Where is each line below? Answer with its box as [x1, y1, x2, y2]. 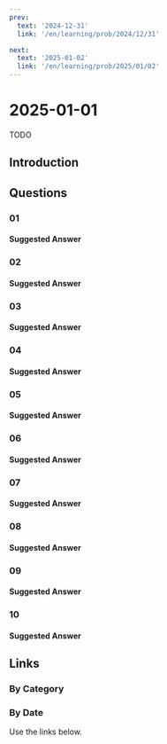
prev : [9, 12, 29, 22]
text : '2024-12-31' [17, 21, 89, 30]
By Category [9, 683, 65, 695]
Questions [9, 185, 68, 200]
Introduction [9, 155, 80, 170]
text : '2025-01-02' [17, 54, 89, 63]
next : [9, 45, 29, 54]
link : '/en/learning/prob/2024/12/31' [17, 29, 161, 38]
